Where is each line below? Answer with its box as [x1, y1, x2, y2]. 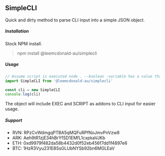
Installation [5, 28, 29, 34]
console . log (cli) [5, 92, 41, 97]
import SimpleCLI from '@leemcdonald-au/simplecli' [5, 78, 113, 83]
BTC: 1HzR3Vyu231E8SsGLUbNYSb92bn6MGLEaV [12, 145, 115, 152]
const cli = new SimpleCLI [5, 87, 60, 93]
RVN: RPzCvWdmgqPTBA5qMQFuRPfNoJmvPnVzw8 [12, 130, 120, 136]
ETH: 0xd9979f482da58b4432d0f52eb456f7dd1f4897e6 [12, 140, 128, 146]
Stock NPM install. [5, 40, 42, 46]
